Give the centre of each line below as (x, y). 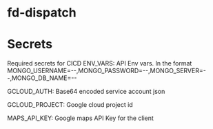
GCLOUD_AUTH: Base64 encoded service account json (86, 92)
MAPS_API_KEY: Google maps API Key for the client (80, 118)
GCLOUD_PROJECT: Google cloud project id (70, 105)
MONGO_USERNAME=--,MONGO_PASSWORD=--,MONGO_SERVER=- (107, 71)
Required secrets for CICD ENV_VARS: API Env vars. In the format (100, 63)
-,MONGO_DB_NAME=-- (42, 78)
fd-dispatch (42, 13)
